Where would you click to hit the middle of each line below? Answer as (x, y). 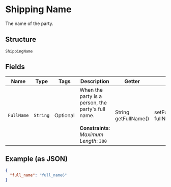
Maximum (92, 135)
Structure (21, 39)
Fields (15, 67)
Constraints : (95, 128)
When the (91, 90)
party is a (91, 96)
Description (95, 81)
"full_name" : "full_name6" (38, 175)
